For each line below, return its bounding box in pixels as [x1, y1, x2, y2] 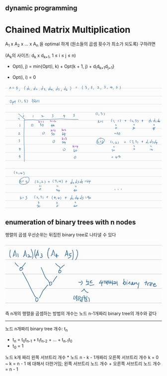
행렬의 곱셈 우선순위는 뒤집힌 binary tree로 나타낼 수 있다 [5, 232, 116, 238]
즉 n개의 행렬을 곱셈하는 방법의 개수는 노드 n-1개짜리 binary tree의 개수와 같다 [5, 310, 157, 316]
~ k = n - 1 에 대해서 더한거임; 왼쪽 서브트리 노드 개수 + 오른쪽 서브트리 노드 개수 [5, 361, 161, 367]
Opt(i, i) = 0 [12, 74, 36, 80]
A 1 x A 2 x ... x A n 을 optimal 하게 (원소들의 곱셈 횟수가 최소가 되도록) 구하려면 [5, 41, 156, 48]
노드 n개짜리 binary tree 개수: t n [5, 326, 68, 333]
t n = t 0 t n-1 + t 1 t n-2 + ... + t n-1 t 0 [12, 336, 73, 344]
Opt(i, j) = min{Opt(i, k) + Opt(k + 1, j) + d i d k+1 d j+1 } [12, 63, 115, 70]
